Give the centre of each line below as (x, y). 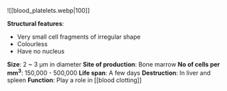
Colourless (32, 44)
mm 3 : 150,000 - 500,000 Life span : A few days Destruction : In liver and (109, 72)
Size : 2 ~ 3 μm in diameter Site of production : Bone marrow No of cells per (113, 64)
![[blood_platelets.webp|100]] (49, 11)
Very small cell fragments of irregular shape (79, 37)
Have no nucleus (41, 51)
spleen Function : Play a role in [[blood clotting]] (75, 80)
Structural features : (36, 23)
